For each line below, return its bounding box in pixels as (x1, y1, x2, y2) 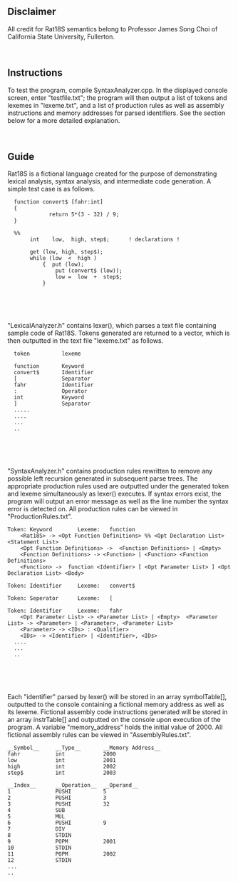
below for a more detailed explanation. (7, 116, 120, 124)
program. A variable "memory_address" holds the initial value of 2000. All (7, 723, 223, 731)
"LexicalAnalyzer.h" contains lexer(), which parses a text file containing (7, 321, 217, 330)
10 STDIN (7, 844, 72, 852)
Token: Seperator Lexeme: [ (7, 595, 113, 602)
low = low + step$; (55, 274, 123, 281)
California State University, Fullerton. (7, 32, 115, 41)
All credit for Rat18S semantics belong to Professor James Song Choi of (7, 24, 218, 33)
